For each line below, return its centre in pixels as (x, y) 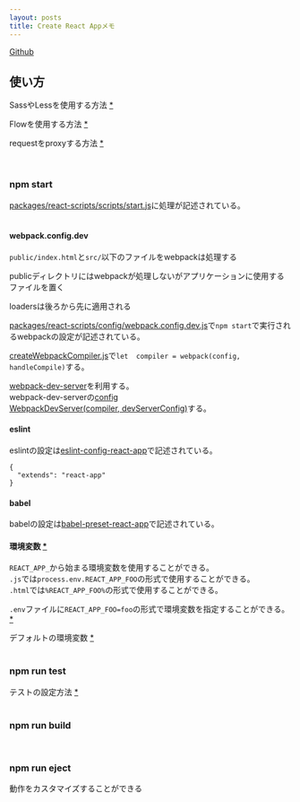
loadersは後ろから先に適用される (70, 306)
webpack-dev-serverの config (64, 397)
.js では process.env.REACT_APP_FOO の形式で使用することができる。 (132, 579)
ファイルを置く (37, 287)
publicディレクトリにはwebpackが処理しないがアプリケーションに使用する (147, 275)
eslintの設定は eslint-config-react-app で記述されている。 (113, 450)
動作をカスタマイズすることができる (76, 789)
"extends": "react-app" (61, 475)
